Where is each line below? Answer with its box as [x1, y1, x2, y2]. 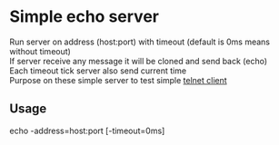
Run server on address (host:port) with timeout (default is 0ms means [9, 36, 271, 47]
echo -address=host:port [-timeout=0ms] [9, 125, 165, 136]
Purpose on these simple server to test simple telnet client [9, 74, 227, 85]
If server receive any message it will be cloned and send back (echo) [9, 55, 268, 66]
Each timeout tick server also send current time [9, 65, 187, 76]
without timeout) [9, 45, 71, 56]
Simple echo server [9, 6, 159, 27]
